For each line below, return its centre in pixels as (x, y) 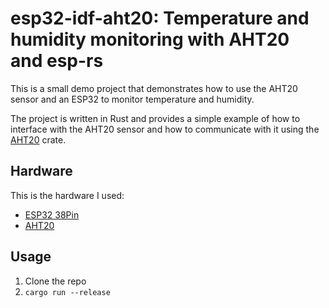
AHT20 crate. (38, 139)
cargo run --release (67, 292)
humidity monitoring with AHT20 (150, 39)
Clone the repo (55, 281)
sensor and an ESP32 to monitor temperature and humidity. (132, 99)
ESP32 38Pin (52, 214)
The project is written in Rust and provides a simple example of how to (155, 118)
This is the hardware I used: (67, 195)
